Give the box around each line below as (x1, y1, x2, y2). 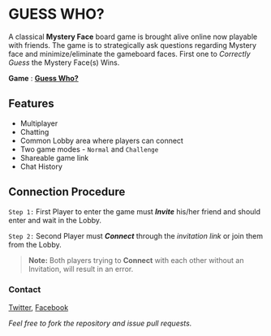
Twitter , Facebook (8, 302, 69, 312)
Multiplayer (19, 118, 58, 128)
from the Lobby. (8, 239, 62, 249)
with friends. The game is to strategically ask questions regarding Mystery (8, 40, 257, 50)
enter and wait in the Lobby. (8, 215, 102, 225)
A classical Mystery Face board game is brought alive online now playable (8, 32, 258, 41)
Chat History (19, 162, 63, 171)
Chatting (19, 127, 49, 136)
